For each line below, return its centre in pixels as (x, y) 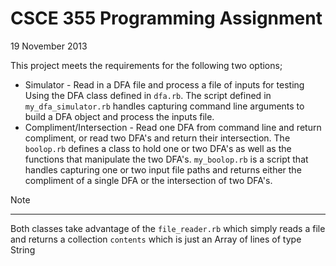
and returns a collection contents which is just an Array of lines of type (156, 239)
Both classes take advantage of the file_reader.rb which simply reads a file (168, 228)
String (23, 249)
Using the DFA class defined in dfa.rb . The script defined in (148, 95)
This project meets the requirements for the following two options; (146, 65)
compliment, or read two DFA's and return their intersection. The (157, 138)
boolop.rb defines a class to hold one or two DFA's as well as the (158, 148)
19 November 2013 (49, 46)
